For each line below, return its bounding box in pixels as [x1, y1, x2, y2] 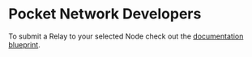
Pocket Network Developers [8, 5, 202, 23]
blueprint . [8, 39, 41, 49]
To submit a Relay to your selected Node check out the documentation [8, 31, 244, 41]
